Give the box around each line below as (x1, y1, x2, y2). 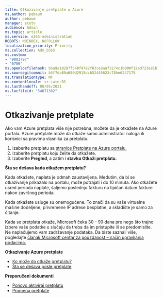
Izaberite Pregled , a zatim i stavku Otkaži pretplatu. (12, 156, 117, 161)
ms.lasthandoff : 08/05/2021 (5, 84, 62, 89)
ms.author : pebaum (5, 12, 42, 17)
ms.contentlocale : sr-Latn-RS (5, 79, 66, 84)
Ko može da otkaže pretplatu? (12, 259, 72, 264)
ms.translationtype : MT (5, 75, 53, 80)
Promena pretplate (12, 288, 49, 294)
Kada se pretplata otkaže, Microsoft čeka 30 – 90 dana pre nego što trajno (5, 219, 154, 225)
